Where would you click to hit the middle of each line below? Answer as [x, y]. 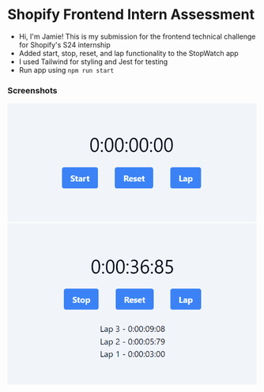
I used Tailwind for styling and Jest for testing [93, 62]
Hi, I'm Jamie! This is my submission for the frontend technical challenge [137, 36]
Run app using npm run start [66, 70]
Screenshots [32, 90]
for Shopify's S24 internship [65, 44]
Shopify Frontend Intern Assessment [131, 15]
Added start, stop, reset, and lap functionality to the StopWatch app [128, 53]
